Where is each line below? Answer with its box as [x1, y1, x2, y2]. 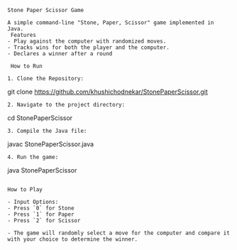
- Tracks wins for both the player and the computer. [7, 44, 170, 51]
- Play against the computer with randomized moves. [7, 38, 167, 45]
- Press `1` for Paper [7, 211, 75, 218]
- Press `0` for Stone [7, 205, 75, 212]
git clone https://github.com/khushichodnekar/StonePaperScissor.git [7, 87, 208, 96]
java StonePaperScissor [7, 166, 77, 174]
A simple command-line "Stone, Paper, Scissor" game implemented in [7, 19, 214, 26]
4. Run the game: [7, 153, 59, 161]
